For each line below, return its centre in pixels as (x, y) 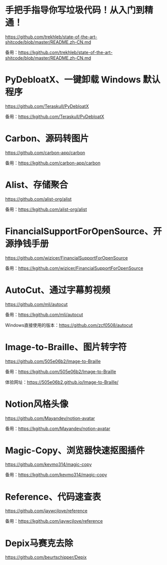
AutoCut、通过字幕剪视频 (58, 290)
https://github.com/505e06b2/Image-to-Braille (53, 361)
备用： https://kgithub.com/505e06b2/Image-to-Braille (61, 371)
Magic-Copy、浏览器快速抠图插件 (75, 450)
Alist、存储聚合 (37, 185)
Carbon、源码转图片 (47, 139)
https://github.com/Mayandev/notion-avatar (50, 418)
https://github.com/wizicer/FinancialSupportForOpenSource (67, 258)
